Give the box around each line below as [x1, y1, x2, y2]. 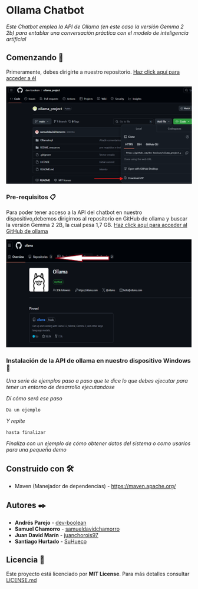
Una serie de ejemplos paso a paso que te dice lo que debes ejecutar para [6, 377, 189, 384]
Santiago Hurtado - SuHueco [14, 538, 87, 545]
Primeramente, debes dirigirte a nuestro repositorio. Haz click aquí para [6, 68, 180, 75]
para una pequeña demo [6, 446, 67, 453]
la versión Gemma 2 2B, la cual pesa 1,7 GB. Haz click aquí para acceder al [6, 221, 187, 228]
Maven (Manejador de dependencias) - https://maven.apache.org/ [14, 482, 176, 489]
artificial [6, 35, 27, 42]
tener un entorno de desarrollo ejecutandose [6, 384, 115, 390]
